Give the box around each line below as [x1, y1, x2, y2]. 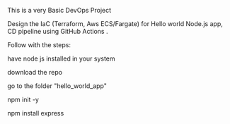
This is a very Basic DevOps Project [7, 6, 112, 14]
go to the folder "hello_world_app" [7, 82, 108, 90]
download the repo [7, 68, 62, 76]
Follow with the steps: [7, 41, 71, 49]
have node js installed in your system [7, 54, 115, 63]
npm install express [7, 109, 64, 117]
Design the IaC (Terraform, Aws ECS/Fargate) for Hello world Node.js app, [7, 20, 223, 27]
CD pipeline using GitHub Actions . [7, 27, 108, 35]
